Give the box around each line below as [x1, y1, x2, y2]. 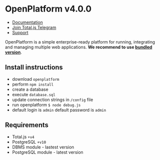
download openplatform [12, 76, 60, 82]
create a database [12, 86, 48, 92]
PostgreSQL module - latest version [12, 149, 83, 155]
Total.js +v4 [12, 134, 35, 140]
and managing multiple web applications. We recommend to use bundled [5, 44, 153, 50]
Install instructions [5, 63, 63, 72]
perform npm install [12, 81, 54, 87]
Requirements [5, 121, 48, 129]
